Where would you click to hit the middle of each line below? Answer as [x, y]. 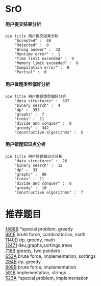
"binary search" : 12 [39, 165]
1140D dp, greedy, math [30, 240]
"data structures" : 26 [41, 161]
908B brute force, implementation [41, 267]
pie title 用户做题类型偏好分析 [36, 96]
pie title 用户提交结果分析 [32, 36]
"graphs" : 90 [31, 174]
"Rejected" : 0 [32, 45]
